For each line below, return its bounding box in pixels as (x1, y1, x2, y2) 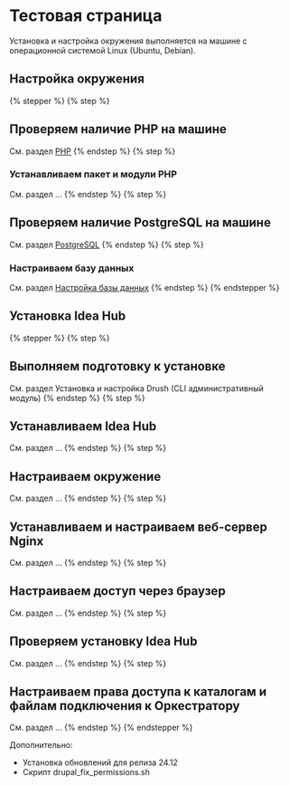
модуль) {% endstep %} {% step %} (9, 392, 146, 403)
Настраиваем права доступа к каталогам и (9, 685, 267, 700)
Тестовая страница (9, 5, 163, 26)
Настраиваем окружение (9, 468, 162, 484)
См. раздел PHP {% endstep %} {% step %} (9, 146, 176, 157)
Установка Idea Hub (9, 309, 126, 324)
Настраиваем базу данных (9, 262, 135, 274)
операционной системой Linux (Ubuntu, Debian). (9, 44, 197, 55)
